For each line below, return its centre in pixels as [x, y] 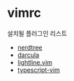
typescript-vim [39, 70]
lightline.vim [35, 62]
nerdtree [30, 47]
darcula [28, 55]
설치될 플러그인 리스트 [37, 33]
